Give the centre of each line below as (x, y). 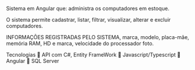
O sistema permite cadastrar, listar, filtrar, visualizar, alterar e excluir (88, 20)
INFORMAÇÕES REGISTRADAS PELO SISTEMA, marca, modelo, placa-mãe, (98, 37)
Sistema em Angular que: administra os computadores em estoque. (88, 8)
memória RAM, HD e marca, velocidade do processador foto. (80, 43)
